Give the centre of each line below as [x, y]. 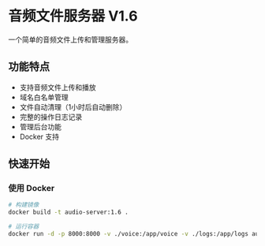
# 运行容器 [24, 227]
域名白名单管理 [44, 97]
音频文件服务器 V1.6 [73, 16]
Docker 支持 [39, 136]
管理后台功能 [40, 126]
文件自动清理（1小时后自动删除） [73, 106]
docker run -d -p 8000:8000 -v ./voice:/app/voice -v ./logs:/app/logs [128, 234]
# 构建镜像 [24, 205]
